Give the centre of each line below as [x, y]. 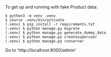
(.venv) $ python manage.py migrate [42, 28]
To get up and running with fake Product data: [51, 7]
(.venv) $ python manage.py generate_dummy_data [55, 33]
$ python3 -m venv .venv [30, 16]
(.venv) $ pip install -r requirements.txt [50, 24]
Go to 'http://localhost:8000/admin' [41, 50]
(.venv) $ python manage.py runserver [44, 41]
